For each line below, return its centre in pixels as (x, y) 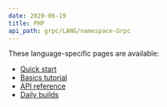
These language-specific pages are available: (84, 54)
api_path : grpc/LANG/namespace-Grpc (69, 31)
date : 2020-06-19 (37, 16)
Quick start (38, 69)
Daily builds (39, 95)
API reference (43, 86)
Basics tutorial (43, 78)
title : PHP (26, 23)
